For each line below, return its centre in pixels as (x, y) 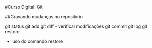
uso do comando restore (38, 41)
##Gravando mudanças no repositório (44, 17)
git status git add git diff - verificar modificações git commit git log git (76, 26)
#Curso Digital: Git (24, 7)
